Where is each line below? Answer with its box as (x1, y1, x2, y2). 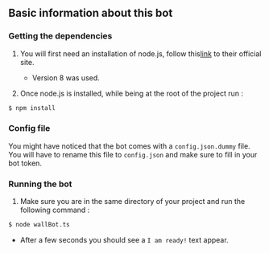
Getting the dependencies (8, 31, 113, 42)
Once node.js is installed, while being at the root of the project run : (19, 88, 244, 98)
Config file (8, 123, 51, 134)
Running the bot (8, 178, 72, 190)
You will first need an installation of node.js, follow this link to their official (19, 48, 262, 59)
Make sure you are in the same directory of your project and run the (19, 197, 246, 206)
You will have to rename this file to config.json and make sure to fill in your (8, 149, 258, 159)
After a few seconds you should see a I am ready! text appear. (19, 235, 229, 245)
